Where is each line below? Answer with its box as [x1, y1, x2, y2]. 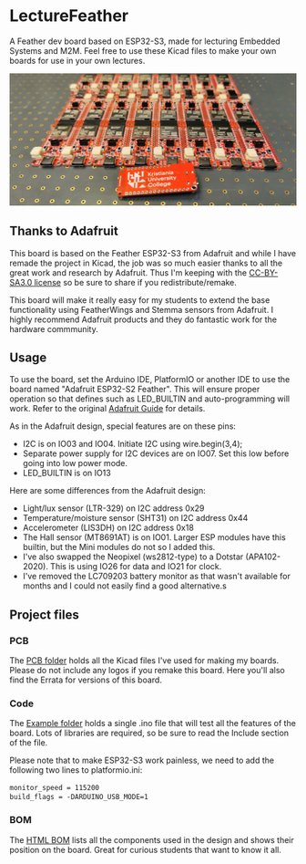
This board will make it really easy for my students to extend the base [9, 294, 270, 306]
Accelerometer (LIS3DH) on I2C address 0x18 [22, 522, 194, 534]
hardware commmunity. [9, 323, 98, 334]
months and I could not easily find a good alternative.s [22, 580, 228, 591]
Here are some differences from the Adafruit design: [9, 485, 207, 496]
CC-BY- [249, 266, 279, 278]
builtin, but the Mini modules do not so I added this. [22, 542, 216, 553]
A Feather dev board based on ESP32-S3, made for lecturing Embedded [9, 36, 280, 47]
